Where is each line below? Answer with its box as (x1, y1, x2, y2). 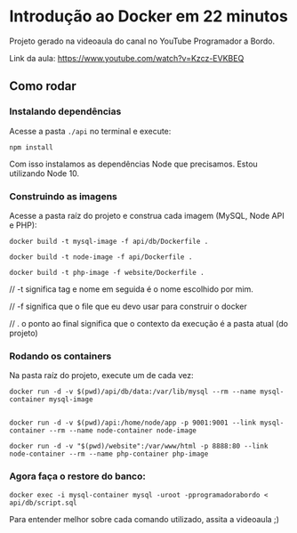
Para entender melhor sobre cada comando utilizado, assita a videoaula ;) (9, 513, 280, 524)
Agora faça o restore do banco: (9, 470, 147, 482)
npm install (9, 142, 53, 152)
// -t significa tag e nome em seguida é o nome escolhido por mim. (9, 283, 253, 295)
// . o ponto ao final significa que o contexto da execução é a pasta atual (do (9, 318, 289, 328)
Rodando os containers (9, 350, 112, 362)
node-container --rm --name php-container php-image (9, 449, 209, 459)
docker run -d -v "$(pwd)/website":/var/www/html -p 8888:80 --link (9, 442, 269, 451)
